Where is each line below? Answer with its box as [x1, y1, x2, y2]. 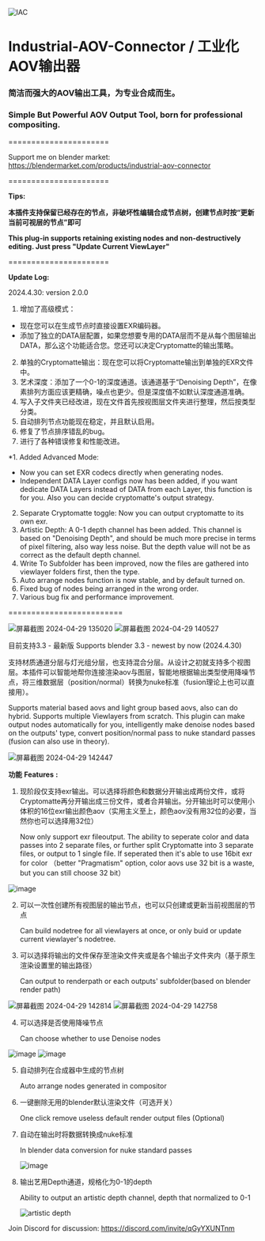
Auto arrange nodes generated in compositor [19, 1081, 168, 1091]
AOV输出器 [8, 58, 81, 75]
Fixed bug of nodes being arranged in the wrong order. [19, 584, 199, 593]
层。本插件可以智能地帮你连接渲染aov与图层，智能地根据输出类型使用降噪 [8, 668, 249, 677]
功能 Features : [8, 770, 59, 779]
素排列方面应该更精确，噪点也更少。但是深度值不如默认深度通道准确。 [19, 388, 249, 397]
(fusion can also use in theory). [8, 736, 110, 747]
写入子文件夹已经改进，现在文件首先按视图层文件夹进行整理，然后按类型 [19, 397, 256, 407]
